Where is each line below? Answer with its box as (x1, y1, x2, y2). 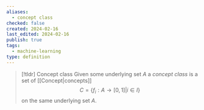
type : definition (6, 54, 51, 60)
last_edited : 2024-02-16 (6, 31, 69, 37)
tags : (6, 43, 20, 49)
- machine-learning (12, 48, 62, 54)
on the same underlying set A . (21, 97, 97, 105)
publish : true (6, 37, 43, 43)
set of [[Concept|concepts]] (21, 77, 92, 84)
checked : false (6, 20, 45, 26)
